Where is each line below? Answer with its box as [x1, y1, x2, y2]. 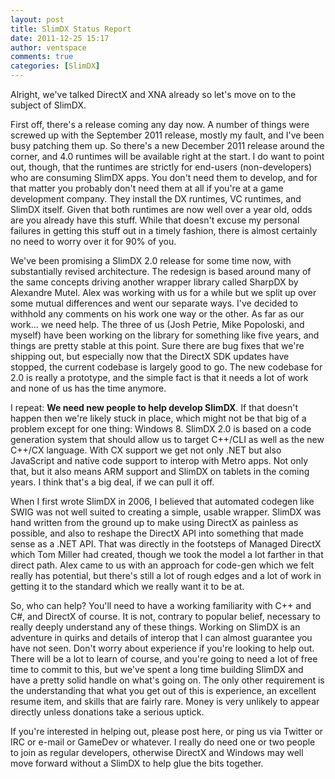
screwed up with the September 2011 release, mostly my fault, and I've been [10, 129, 325, 141]
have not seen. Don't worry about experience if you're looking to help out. [10, 642, 315, 654]
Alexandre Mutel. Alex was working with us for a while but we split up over [10, 287, 317, 298]
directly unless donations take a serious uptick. [10, 706, 205, 718]
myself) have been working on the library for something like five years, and [10, 329, 320, 341]
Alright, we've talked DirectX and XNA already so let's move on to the [10, 89, 297, 100]
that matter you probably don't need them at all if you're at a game [10, 182, 284, 194]
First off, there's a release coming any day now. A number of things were [10, 119, 310, 130]
